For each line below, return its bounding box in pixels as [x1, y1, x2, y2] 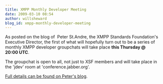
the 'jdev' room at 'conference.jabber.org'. [5, 64, 90, 70]
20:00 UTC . [5, 50, 29, 55]
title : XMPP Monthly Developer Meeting [5, 7, 87, 12]
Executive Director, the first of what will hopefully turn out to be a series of [5, 39, 155, 45]
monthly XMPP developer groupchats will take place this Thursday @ [5, 44, 146, 50]
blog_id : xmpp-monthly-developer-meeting [5, 20, 91, 26]
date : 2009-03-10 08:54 [5, 12, 54, 17]
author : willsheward [5, 16, 47, 21]
